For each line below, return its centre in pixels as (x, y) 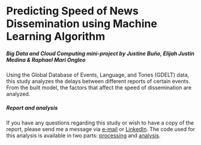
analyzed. (18, 94)
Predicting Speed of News (73, 11)
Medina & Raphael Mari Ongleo (46, 60)
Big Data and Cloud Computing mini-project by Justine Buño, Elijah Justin (100, 53)
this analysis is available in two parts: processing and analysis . (83, 135)
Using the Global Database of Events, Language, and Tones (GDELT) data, (98, 75)
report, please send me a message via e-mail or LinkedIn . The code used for (101, 129)
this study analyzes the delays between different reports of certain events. (98, 81)
